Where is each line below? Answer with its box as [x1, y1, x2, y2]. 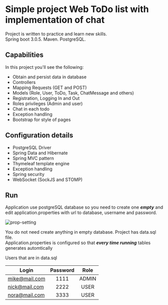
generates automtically [5, 245, 53, 251]
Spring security [12, 171, 45, 177]
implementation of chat [5, 14, 105, 26]
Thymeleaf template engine [12, 160, 69, 166]
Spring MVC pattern [12, 155, 54, 161]
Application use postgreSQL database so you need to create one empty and [5, 205, 163, 211]
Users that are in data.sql [5, 255, 57, 261]
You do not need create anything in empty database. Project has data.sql [5, 229, 156, 235]
